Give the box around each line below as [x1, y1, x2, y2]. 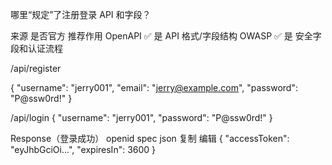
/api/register [10, 63, 62, 74]
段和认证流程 [10, 43, 63, 54]
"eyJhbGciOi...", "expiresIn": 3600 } [10, 144, 157, 155]
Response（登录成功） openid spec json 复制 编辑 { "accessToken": [10, 133, 290, 144]
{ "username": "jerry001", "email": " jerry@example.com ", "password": [10, 82, 298, 93]
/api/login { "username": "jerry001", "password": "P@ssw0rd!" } [10, 112, 273, 123]
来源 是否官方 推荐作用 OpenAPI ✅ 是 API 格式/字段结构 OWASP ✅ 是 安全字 [10, 30, 322, 42]
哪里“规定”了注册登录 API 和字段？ [10, 9, 152, 20]
